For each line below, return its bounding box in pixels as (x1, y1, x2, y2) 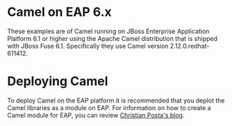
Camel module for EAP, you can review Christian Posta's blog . (7, 111, 185, 119)
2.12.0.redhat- (169, 42, 210, 50)
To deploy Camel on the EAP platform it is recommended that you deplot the (7, 96, 225, 105)
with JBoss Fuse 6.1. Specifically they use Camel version (7, 42, 169, 50)
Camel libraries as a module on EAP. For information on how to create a (7, 103, 211, 111)
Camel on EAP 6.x (7, 4, 113, 20)
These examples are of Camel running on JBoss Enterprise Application (7, 27, 210, 35)
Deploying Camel (7, 73, 108, 89)
